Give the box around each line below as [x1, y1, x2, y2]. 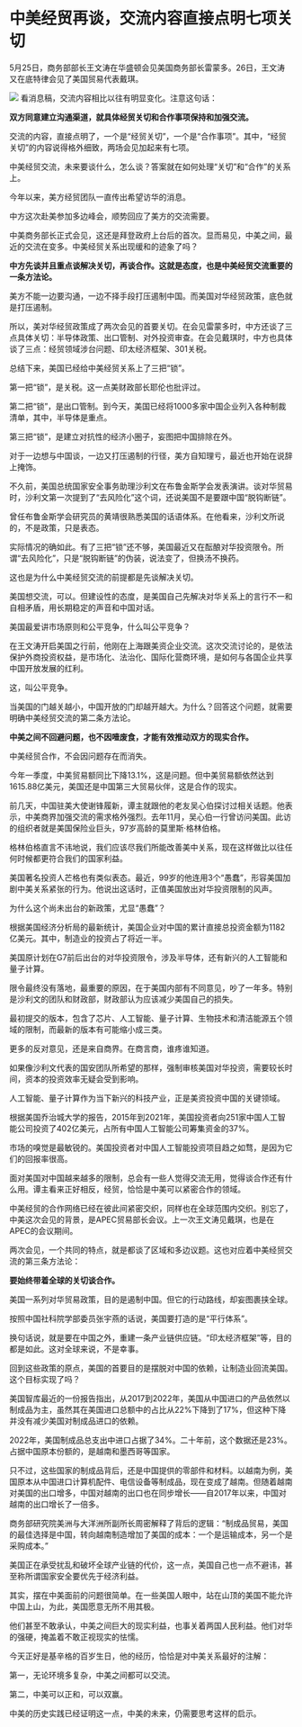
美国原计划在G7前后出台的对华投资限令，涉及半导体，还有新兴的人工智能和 [9, 951, 288, 963]
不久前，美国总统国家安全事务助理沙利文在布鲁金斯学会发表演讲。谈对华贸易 [9, 481, 293, 491]
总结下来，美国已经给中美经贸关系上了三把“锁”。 [9, 362, 191, 373]
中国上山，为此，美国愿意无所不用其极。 [9, 1601, 159, 1612]
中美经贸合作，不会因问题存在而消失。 [9, 751, 151, 761]
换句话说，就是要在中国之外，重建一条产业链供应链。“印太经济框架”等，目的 [9, 1332, 292, 1343]
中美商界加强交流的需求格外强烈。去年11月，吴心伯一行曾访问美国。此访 [24, 811, 292, 822]
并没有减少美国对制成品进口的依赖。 [9, 1415, 144, 1426]
